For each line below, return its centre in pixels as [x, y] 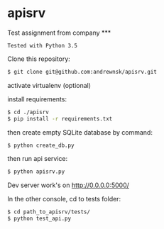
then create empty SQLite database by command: [80, 132]
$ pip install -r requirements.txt [60, 118]
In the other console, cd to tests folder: [64, 199]
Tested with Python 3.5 [43, 45]
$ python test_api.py [39, 219]
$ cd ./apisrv [28, 112]
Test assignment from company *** [59, 33]
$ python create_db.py [41, 145]
